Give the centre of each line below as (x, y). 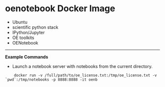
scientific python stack (35, 27)
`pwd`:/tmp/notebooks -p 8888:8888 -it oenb (51, 79)
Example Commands (27, 57)
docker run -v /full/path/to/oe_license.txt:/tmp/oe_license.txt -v (85, 75)
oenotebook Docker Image (60, 9)
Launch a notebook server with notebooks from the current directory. (82, 66)
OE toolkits (23, 38)
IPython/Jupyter (28, 32)
